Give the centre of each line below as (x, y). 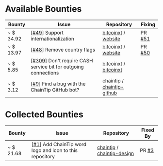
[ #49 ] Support (47, 33)
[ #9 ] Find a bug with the (58, 84)
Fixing (148, 24)
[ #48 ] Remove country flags (63, 50)
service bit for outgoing (57, 67)
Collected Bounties (44, 115)
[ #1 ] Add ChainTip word (59, 144)
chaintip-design (115, 153)
